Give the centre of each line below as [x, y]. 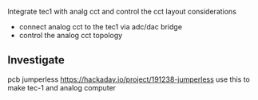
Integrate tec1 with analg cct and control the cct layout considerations [122, 12]
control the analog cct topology [71, 35]
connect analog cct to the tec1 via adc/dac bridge [101, 27]
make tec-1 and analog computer [62, 87]
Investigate [36, 60]
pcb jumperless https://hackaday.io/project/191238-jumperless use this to [129, 79]
